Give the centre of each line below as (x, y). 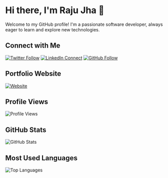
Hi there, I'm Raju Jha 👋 (55, 10)
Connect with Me (33, 46)
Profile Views (27, 101)
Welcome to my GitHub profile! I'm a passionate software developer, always (84, 24)
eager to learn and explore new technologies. (53, 29)
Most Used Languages (41, 158)
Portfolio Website (33, 74)
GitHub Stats (26, 130)
